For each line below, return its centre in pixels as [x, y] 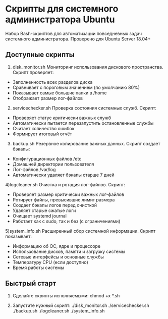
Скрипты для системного [62, 9]
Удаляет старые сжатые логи [44, 210]
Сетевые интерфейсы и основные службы [58, 257]
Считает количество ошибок [43, 128]
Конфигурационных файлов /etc [47, 158]
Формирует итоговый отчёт [42, 134]
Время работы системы [38, 268]
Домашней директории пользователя [53, 164]
